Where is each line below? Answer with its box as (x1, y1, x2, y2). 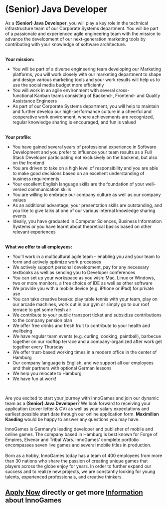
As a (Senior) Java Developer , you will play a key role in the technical (5, 20, 149, 26)
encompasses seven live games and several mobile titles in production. (5, 441, 152, 448)
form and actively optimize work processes (12, 258, 101, 264)
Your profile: (5, 134, 32, 140)
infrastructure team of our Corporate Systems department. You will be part (5, 25, 159, 31)
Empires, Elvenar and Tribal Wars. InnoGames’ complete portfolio (5, 436, 139, 442)
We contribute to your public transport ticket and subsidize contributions (12, 311, 162, 318)
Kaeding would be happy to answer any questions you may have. (5, 416, 140, 422)
